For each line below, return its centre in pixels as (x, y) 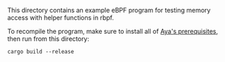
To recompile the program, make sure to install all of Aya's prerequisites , (112, 31)
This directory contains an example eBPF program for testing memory (109, 10)
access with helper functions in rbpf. (61, 18)
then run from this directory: (48, 39)
